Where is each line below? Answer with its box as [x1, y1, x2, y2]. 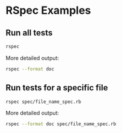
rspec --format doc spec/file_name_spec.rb [5, 121, 117, 127]
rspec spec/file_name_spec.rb [5, 99, 82, 105]
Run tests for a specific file [5, 82, 108, 93]
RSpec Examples [5, 4, 91, 17]
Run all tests [5, 28, 53, 38]
